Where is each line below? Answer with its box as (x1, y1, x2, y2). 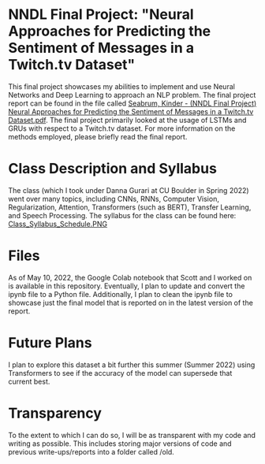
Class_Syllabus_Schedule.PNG (8, 219, 108, 228)
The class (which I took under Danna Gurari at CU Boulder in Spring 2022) (8, 185, 250, 195)
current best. (8, 377, 50, 386)
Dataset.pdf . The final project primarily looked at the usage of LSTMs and (8, 115, 247, 124)
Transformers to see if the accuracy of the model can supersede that (8, 368, 233, 377)
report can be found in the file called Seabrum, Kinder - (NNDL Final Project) (8, 98, 257, 108)
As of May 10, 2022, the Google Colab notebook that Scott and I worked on (8, 273, 252, 282)
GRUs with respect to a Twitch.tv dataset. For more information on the (8, 124, 236, 133)
